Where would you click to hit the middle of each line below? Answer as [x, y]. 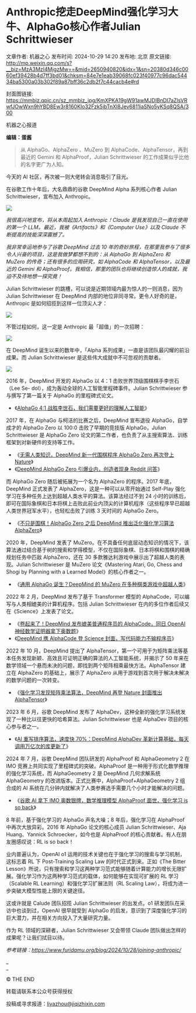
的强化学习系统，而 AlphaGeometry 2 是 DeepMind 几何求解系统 [83, 773]
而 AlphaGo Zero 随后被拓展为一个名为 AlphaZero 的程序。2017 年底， [90, 481]
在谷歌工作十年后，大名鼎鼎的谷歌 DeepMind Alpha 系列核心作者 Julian [92, 189]
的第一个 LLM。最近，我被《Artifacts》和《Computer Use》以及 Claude [92, 227]
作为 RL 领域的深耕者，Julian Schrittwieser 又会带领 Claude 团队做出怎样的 [96, 930]
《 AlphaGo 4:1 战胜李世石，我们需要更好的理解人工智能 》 [82, 408]
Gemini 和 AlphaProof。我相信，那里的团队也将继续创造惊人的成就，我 [102, 269]
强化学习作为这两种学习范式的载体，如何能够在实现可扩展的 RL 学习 [97, 876]
